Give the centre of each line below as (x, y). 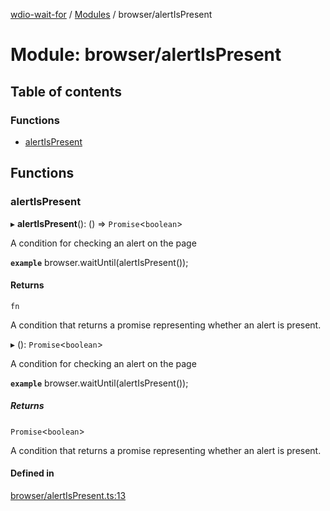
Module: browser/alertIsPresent (146, 55)
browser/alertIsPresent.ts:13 (68, 495)
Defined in (32, 473)
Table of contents (66, 91)
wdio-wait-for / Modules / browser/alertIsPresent (111, 14)
